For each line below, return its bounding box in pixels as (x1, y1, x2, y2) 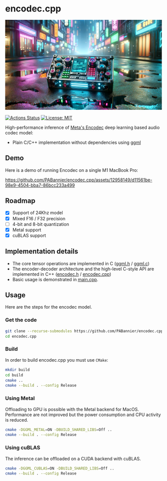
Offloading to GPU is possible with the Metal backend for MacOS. (5, 406, 139, 412)
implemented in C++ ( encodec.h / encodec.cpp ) (12, 271, 112, 277)
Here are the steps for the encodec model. (5, 304, 92, 310)
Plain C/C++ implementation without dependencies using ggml (12, 139, 141, 145)
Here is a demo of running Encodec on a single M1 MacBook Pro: (5, 167, 138, 173)
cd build (5, 373, 23, 378)
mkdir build (5, 367, 30, 372)
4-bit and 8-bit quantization (12, 221, 70, 227)
